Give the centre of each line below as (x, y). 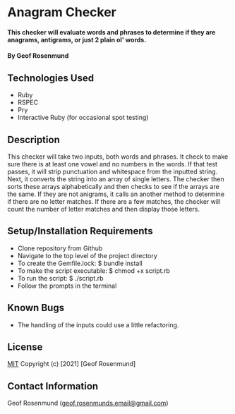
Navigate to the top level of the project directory (87, 255)
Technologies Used (50, 78)
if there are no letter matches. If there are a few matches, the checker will (114, 201)
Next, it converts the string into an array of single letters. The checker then (116, 179)
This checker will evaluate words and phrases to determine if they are (112, 32)
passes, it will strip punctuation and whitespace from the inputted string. (113, 171)
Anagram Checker (62, 12)
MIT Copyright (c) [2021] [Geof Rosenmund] (72, 364)
